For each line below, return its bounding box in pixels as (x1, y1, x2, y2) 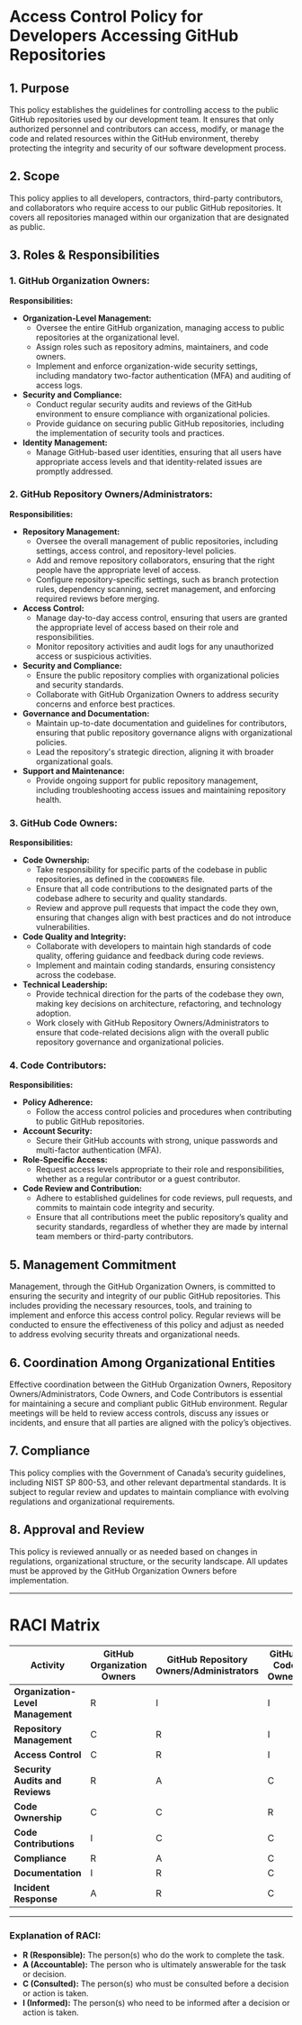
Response (13, 1893, 58, 1905)
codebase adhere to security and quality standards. (35, 893, 227, 904)
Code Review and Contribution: (22, 1183, 142, 1194)
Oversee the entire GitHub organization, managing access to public (35, 322, 285, 333)
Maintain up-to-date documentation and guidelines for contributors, (35, 717, 288, 728)
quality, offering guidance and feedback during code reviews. (35, 951, 264, 962)
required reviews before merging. (35, 593, 160, 604)
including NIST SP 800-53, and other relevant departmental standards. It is (9, 1476, 287, 1488)
